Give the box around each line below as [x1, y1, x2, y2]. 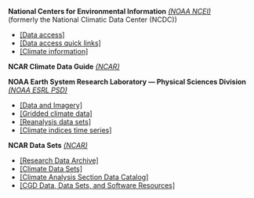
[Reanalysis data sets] [19, 117, 92, 126]
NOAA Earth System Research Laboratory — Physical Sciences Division [8, 77, 247, 86]
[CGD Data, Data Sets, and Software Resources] [19, 181, 176, 190]
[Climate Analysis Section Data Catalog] [19, 172, 149, 182]
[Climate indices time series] [19, 125, 112, 135]
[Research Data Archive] [19, 156, 100, 165]
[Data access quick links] [19, 38, 102, 48]
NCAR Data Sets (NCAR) [8, 141, 89, 149]
